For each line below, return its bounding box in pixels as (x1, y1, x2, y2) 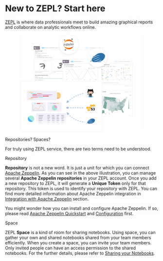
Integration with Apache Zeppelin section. (5, 196, 89, 202)
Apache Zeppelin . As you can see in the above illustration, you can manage (5, 170, 156, 176)
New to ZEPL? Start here (5, 3, 106, 14)
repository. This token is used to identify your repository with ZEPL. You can (5, 186, 157, 192)
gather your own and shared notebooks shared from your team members (5, 235, 151, 241)
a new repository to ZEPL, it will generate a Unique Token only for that (5, 181, 146, 186)
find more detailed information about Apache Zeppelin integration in (5, 191, 141, 197)
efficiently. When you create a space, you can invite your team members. (5, 240, 152, 246)
